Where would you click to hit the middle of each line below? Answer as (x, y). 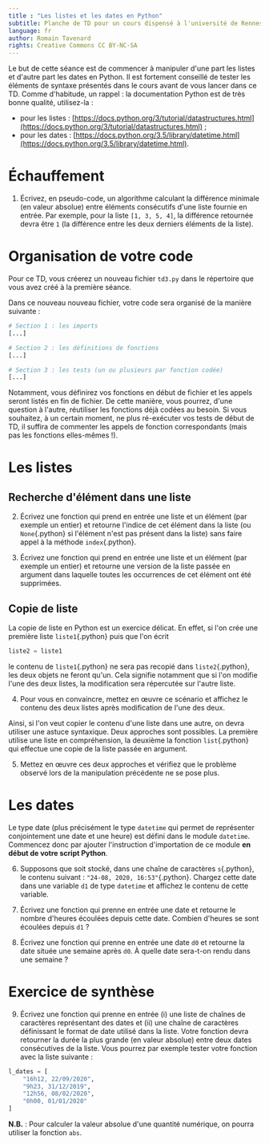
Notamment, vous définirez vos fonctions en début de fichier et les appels (130, 393)
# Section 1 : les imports (53, 326)
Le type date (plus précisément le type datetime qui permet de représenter (131, 827)
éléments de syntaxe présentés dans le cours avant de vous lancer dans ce (133, 86)
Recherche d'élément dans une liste (100, 497)
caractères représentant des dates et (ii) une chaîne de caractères (129, 1022)
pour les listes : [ (47, 118)
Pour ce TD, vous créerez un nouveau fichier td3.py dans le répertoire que (131, 279)
